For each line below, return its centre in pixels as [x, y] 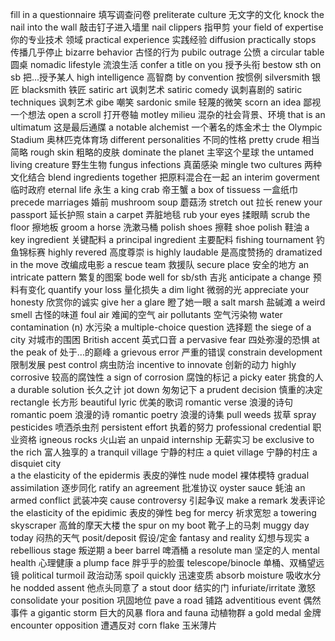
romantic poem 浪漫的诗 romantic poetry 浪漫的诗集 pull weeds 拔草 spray [163, 414]
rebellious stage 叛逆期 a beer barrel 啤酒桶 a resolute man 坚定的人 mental [165, 550]
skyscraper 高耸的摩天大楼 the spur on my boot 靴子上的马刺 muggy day [160, 525]
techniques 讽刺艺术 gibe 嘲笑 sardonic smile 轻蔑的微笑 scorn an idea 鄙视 [166, 102]
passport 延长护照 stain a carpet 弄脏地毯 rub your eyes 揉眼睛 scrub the [160, 214]
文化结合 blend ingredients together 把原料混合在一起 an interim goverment [165, 177]
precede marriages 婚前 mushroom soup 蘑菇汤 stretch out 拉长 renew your [166, 202]
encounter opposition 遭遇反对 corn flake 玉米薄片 [114, 625]
